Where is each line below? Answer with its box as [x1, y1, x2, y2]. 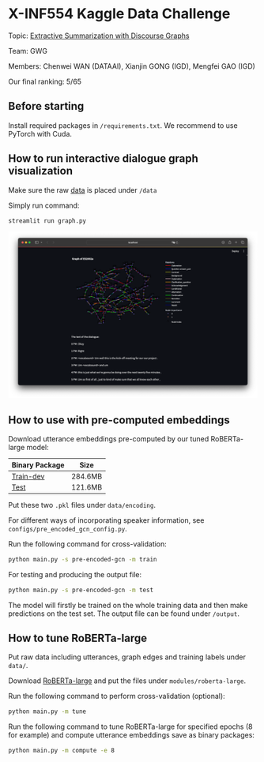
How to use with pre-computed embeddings [8, 413, 231, 426]
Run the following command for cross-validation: [8, 539, 168, 549]
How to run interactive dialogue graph [8, 152, 199, 166]
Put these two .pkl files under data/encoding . [8, 500, 157, 509]
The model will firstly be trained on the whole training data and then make [8, 600, 248, 610]
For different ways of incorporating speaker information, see [8, 515, 205, 525]
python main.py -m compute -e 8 [8, 747, 115, 755]
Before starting [8, 99, 85, 113]
